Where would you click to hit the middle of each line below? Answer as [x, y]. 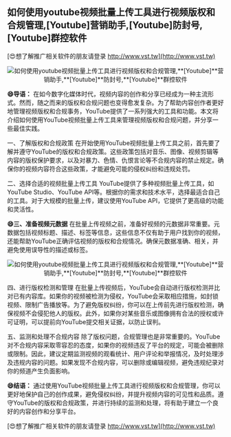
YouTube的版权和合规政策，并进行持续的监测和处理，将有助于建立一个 [113, 403]
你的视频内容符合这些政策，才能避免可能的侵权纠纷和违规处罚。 [103, 169]
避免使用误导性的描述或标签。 [49, 249]
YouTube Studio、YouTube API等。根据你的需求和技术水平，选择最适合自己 [114, 192]
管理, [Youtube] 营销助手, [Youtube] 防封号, [114, 25]
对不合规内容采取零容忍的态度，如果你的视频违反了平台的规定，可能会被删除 [115, 345]
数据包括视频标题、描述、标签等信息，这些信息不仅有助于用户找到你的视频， [115, 232]
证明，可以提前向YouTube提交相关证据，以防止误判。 [89, 321]
